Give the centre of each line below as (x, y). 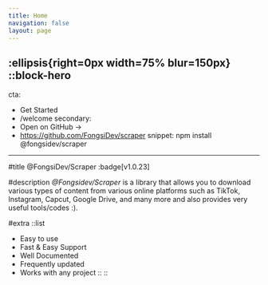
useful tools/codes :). (43, 208)
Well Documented (49, 255)
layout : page (30, 30)
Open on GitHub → (51, 127)
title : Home (28, 16)
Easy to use (39, 239)
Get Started (39, 110)
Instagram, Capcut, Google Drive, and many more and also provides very (128, 200)
